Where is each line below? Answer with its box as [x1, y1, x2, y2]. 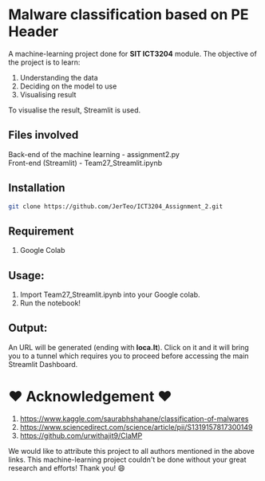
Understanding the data [19, 73, 98, 82]
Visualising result [19, 89, 77, 99]
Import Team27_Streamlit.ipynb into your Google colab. [19, 290, 201, 300]
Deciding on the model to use [19, 81, 117, 91]
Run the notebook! [19, 298, 81, 308]
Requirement [8, 224, 74, 238]
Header [8, 22, 58, 41]
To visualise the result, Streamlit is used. [8, 105, 141, 115]
